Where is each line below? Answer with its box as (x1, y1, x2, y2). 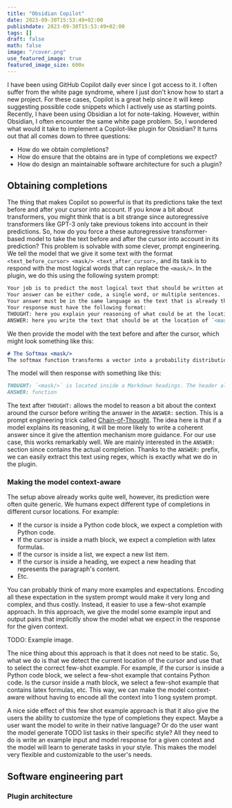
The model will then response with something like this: (7, 369, 162, 377)
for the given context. (7, 622, 68, 631)
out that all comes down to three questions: (7, 132, 130, 140)
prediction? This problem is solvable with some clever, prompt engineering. (7, 242, 221, 251)
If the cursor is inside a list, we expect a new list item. (17, 550, 169, 559)
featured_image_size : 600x (7, 61, 85, 68)
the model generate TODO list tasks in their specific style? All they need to (7, 729, 219, 737)
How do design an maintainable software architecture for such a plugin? (17, 160, 222, 168)
